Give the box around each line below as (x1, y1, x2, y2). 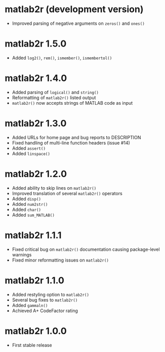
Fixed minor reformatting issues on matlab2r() (12, 257, 109, 263)
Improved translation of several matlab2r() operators (12, 190, 122, 196)
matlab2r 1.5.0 (5, 38, 67, 50)
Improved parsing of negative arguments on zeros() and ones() (12, 20, 145, 26)
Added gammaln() (12, 302, 48, 308)
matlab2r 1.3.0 (5, 118, 67, 129)
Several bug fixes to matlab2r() (12, 297, 78, 303)
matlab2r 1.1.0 (5, 275, 64, 286)
